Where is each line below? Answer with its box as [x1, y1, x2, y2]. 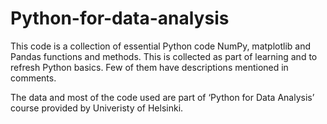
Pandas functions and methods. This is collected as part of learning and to [10, 50, 318, 62]
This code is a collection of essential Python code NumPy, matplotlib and [10, 40, 312, 52]
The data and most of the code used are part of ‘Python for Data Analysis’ [10, 91, 315, 103]
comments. [10, 72, 57, 84]
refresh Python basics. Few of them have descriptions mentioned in [10, 61, 289, 73]
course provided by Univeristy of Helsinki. [10, 102, 184, 114]
